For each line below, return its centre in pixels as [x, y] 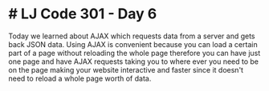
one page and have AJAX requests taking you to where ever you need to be [134, 61]
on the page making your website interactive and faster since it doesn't [126, 69]
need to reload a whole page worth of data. [80, 78]
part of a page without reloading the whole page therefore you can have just [134, 53]
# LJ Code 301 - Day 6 [83, 14]
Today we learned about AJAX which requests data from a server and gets [132, 36]
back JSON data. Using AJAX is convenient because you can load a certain [133, 44]
